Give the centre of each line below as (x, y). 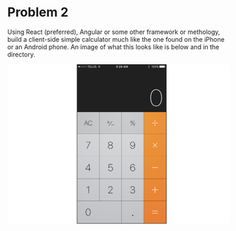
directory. (21, 54)
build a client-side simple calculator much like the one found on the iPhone (116, 39)
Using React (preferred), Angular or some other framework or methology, (114, 32)
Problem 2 (38, 12)
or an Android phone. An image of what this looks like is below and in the (113, 47)
